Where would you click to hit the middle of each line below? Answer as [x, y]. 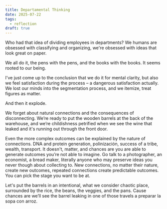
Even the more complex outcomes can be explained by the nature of [75, 139]
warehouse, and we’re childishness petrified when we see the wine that [79, 124]
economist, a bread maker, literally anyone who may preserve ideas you [79, 160]
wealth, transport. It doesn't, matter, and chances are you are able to [76, 149]
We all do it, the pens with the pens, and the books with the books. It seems [83, 63]
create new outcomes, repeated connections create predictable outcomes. [82, 171]
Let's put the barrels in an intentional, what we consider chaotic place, [77, 186]
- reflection [23, 24]
